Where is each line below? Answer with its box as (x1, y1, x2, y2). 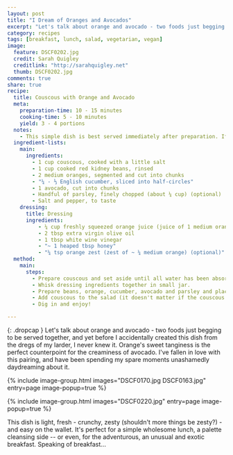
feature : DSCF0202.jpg (13, 49, 79, 56)
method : (13, 256, 36, 263)
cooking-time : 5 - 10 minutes (19, 113, 107, 120)
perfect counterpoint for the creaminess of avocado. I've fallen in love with (7, 348, 221, 356)
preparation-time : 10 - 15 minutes (19, 107, 123, 114)
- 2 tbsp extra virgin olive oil (37, 230, 135, 237)
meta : (13, 101, 30, 108)
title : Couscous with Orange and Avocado (13, 94, 135, 101)
